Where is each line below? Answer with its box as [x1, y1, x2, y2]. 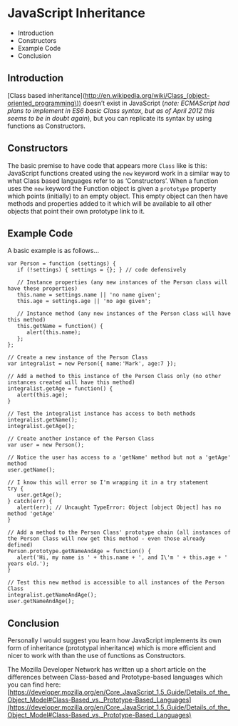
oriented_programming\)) [7, 99, 82, 107]
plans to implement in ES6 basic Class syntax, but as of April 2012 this [7, 106, 215, 115]
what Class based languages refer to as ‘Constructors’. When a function [7, 176, 219, 185]
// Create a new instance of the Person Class [7, 354, 148, 362]
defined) [7, 542, 33, 549]
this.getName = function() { [16, 323, 103, 330]
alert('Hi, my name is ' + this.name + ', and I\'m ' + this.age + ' [16, 554, 228, 562]
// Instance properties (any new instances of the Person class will [16, 279, 228, 287]
